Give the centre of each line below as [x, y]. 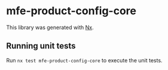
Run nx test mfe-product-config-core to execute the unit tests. [84, 60]
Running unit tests [41, 46]
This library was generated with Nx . [50, 27]
